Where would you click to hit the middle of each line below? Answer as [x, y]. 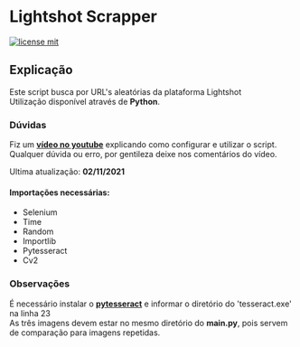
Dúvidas [28, 125]
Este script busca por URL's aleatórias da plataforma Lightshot [126, 91]
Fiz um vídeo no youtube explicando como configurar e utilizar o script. [143, 145]
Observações [40, 284]
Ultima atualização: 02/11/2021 [67, 172]
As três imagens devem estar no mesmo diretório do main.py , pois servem [149, 323]
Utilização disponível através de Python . [85, 101]
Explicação [41, 70]
